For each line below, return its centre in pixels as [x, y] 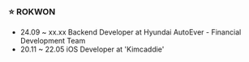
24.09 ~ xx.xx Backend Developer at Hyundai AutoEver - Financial [131, 32]
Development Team [53, 41]
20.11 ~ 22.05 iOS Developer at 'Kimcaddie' [92, 49]
